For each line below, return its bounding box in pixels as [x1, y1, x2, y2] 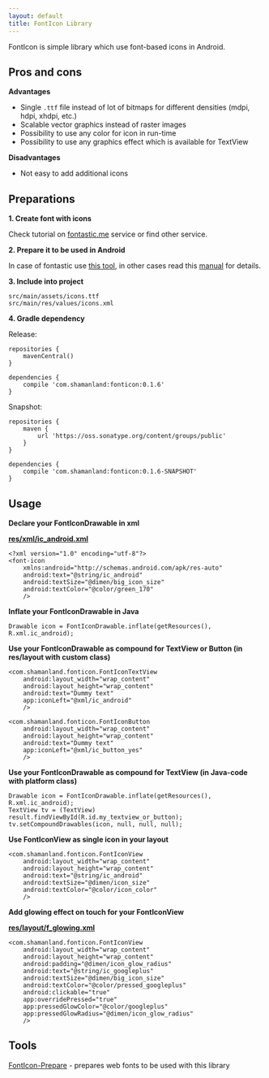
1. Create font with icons [8, 214, 92, 223]
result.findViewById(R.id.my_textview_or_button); [8, 813, 183, 821]
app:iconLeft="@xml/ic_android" [23, 696, 132, 704]
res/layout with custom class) [8, 652, 111, 662]
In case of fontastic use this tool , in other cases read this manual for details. [8, 261, 262, 271]
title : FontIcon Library [8, 19, 92, 28]
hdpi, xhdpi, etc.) [19, 111, 77, 121]
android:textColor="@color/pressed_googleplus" [23, 981, 186, 989]
